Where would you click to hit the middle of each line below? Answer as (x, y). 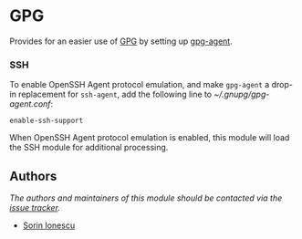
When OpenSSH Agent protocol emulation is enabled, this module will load (150, 138)
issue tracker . (35, 208)
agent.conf (31, 104)
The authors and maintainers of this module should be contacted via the (146, 198)
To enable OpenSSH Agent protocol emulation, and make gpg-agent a (140, 85)
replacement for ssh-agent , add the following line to (115, 94)
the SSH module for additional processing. (89, 148)
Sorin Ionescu (49, 225)
